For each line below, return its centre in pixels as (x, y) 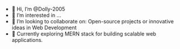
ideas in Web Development (44, 27)
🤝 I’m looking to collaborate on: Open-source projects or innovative (93, 21)
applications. (27, 40)
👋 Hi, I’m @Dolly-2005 (38, 9)
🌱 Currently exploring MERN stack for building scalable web (84, 34)
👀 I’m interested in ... (36, 15)
